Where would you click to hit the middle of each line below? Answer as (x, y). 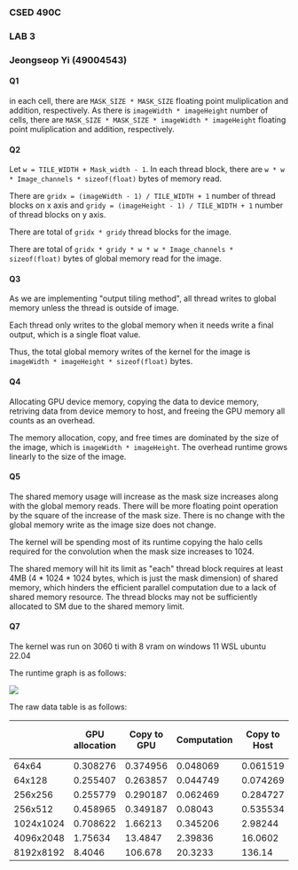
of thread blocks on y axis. (58, 215)
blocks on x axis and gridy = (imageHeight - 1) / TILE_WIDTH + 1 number (146, 205)
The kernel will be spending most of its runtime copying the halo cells (136, 542)
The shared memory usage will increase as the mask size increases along (144, 496)
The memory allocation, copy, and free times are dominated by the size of (144, 438)
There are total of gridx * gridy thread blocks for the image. (121, 232)
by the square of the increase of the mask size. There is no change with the (147, 515)
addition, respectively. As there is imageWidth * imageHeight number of (139, 110)
